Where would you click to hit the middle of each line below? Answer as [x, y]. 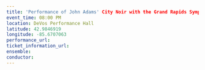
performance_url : [28, 40]
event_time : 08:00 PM [34, 18]
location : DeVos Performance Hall [50, 23]
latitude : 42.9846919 [34, 29]
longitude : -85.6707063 [37, 35]
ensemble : [19, 52]
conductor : [20, 57]
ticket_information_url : [38, 46]
